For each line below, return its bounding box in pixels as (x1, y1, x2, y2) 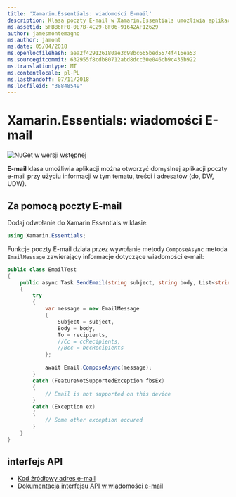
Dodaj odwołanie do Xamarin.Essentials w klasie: (7, 219, 149, 227)
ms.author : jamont (7, 37, 61, 44)
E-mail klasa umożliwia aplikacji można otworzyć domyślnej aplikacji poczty (7, 165, 228, 173)
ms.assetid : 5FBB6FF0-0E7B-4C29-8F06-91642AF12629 (7, 23, 159, 30)
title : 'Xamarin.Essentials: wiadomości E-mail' (7, 10, 152, 18)
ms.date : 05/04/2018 (7, 43, 68, 50)
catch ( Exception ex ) (32, 403, 96, 410)
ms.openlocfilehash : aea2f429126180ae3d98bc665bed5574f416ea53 (7, 50, 197, 57)
